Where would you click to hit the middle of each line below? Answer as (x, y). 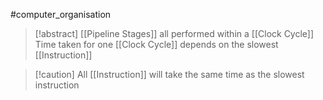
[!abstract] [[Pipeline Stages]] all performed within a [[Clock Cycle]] (174, 33)
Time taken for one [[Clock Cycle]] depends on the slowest (156, 44)
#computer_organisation (61, 14)
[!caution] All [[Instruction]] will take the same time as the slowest (169, 74)
